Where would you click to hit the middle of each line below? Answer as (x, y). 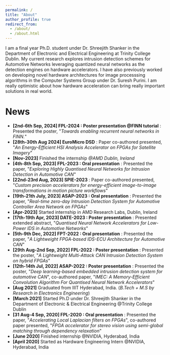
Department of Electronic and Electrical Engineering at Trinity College (78, 53)
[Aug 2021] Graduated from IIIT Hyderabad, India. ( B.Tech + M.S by (83, 287)
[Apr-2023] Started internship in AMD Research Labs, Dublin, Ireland (85, 212)
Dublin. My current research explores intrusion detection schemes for (78, 59)
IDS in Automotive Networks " (58, 228)
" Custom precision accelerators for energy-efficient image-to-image (84, 185)
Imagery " (22, 152)
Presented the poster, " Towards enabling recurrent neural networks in (86, 131)
